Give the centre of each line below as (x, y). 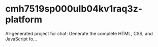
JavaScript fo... (21, 39)
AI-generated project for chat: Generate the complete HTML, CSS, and (79, 33)
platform (24, 19)
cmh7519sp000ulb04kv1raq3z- (74, 9)
